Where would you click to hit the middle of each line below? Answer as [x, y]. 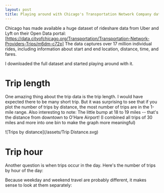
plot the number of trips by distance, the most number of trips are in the [77, 107]
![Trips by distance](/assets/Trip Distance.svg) [52, 132]
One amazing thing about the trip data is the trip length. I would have [74, 97]
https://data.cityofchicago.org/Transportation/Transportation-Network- [78, 38]
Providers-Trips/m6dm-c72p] [35, 43]
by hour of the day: [24, 171]
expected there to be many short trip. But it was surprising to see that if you [81, 102]
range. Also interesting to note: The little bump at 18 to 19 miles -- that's [86, 112]
